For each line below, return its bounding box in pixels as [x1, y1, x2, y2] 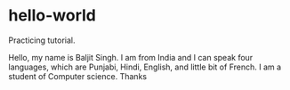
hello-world [8, 5, 97, 26]
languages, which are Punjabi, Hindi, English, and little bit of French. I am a [8, 61, 282, 72]
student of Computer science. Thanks [8, 70, 148, 81]
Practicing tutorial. [8, 35, 77, 45]
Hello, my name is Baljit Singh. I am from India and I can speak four [8, 52, 254, 62]
